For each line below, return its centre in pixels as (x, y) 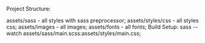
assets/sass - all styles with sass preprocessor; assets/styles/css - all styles (102, 20)
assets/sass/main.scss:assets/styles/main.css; (82, 33)
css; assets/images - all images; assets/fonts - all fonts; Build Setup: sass (99, 27)
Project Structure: (28, 9)
